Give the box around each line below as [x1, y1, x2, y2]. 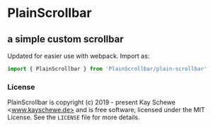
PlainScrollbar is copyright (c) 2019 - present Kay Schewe [7, 98, 175, 107]
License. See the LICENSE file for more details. [7, 113, 140, 121]
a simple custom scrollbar [7, 33, 124, 45]
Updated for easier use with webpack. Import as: [7, 52, 150, 60]
